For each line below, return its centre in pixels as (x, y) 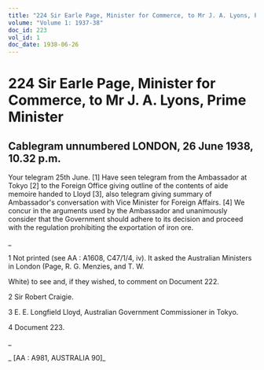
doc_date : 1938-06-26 (44, 45)
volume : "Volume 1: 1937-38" (56, 23)
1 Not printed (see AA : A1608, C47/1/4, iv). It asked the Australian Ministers (130, 258)
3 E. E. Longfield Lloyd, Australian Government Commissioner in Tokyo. (123, 313)
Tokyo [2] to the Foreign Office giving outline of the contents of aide (118, 186)
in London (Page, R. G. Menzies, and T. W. (76, 266)
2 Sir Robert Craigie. (41, 297)
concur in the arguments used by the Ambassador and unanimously (118, 211)
